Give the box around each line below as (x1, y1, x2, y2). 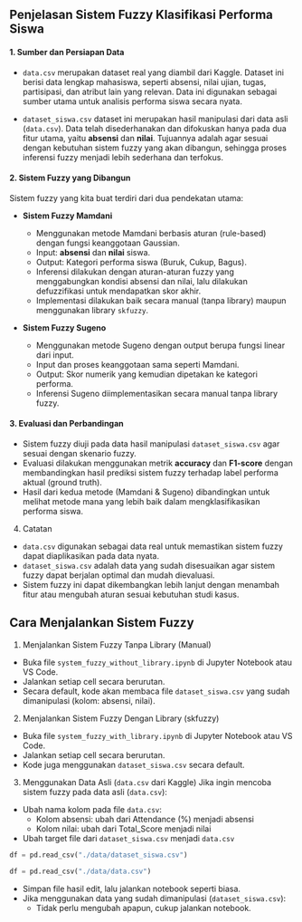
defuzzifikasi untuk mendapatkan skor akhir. (35, 285, 202, 296)
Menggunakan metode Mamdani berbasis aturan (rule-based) (35, 227, 267, 238)
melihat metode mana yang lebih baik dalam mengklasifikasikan (22, 496, 260, 506)
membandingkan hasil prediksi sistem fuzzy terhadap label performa (22, 467, 278, 478)
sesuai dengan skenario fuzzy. (22, 448, 137, 458)
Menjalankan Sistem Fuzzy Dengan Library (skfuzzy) (22, 713, 220, 724)
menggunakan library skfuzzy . (35, 304, 149, 315)
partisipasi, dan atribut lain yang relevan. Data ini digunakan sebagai (22, 86, 278, 97)
